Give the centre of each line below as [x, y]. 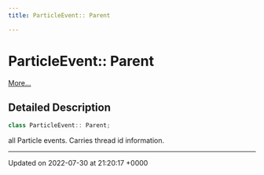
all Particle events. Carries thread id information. [86, 140]
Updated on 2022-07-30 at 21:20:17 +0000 [78, 163]
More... [20, 82]
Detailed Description [60, 107]
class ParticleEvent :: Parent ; [59, 126]
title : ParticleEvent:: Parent [59, 15]
